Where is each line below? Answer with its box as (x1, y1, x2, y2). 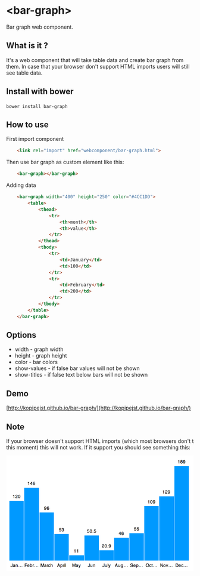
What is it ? (6, 41, 49, 51)
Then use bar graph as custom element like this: (6, 159, 124, 166)
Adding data (6, 181, 36, 189)
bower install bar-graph (6, 103, 68, 109)
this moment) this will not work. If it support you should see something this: (6, 444, 190, 451)
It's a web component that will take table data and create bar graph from (6, 56, 184, 63)
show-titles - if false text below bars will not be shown (14, 371, 148, 378)
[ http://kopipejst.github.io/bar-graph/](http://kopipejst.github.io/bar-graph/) (6, 404, 192, 412)
